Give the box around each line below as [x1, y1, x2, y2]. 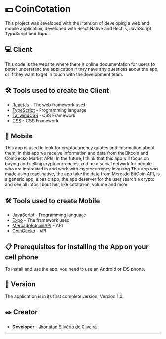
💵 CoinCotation [5, 3, 71, 15]
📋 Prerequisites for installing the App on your [5, 242, 149, 251]
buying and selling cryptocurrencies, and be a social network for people [5, 161, 152, 167]
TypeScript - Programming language [12, 107, 87, 113]
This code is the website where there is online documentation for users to [5, 61, 155, 67]
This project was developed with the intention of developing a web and [5, 20, 150, 26]
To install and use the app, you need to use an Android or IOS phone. [5, 266, 146, 271]
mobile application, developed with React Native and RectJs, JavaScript [5, 25, 152, 31]
